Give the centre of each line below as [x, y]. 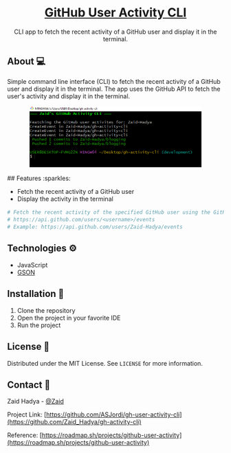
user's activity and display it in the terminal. [69, 96]
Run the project [39, 325]
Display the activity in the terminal [65, 199]
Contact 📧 [29, 385]
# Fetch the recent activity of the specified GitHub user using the [109, 212]
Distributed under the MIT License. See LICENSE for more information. [105, 363]
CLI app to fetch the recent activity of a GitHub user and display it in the [115, 32]
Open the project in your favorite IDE [69, 318]
